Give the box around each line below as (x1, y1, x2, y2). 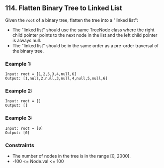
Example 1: (5, 60, 32, 67)
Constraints (5, 142, 35, 149)
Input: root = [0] (5, 126, 43, 131)
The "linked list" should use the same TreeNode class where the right (12, 27, 155, 33)
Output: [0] (5, 130, 30, 135)
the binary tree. (12, 48, 44, 54)
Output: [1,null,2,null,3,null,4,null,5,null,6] (5, 76, 108, 81)
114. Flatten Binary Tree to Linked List (5, 4, 123, 12)
